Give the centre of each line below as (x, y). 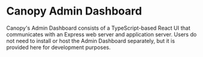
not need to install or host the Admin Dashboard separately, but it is (91, 41)
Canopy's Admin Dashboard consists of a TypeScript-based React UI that (98, 28)
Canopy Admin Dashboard (74, 11)
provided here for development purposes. (59, 47)
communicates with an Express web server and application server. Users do (101, 34)
